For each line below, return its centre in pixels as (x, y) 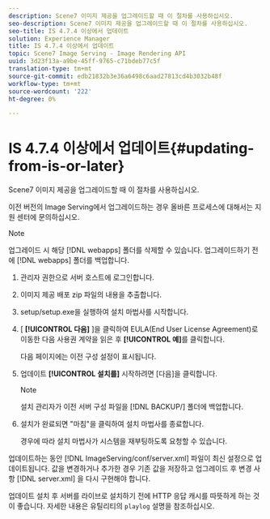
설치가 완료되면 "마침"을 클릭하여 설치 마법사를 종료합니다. (112, 424)
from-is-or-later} (67, 166)
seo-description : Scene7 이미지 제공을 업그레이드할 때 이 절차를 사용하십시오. (128, 24)
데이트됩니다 (28, 469)
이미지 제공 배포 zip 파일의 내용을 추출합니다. (91, 295)
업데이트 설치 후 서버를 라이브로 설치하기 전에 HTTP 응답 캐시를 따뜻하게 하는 (130, 496)
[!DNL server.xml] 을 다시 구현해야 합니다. (84, 478)
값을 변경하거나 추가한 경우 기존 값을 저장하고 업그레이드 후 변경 (152, 469)
